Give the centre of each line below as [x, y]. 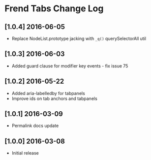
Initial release [25, 153]
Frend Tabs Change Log [54, 9]
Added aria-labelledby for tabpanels [48, 93]
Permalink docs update [35, 126]
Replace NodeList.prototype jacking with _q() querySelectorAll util [79, 38]
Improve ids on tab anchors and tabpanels [55, 98]
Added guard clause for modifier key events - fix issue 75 [70, 66]
